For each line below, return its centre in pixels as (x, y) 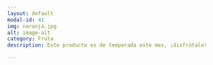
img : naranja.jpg (32, 26)
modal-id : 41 (26, 20)
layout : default (30, 13)
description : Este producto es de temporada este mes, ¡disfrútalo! (107, 45)
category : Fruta (30, 39)
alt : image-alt (29, 32)
